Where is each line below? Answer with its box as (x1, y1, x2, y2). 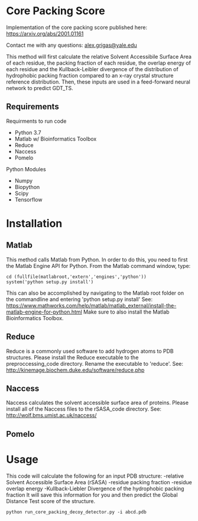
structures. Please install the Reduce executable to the (6, 354, 139, 361)
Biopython (14, 183, 40, 190)
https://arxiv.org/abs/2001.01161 (6, 30, 84, 37)
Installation (6, 216, 63, 230)
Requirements (6, 102, 59, 112)
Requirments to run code (6, 117, 67, 124)
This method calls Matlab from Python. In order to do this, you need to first (6, 256, 188, 263)
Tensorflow (14, 196, 43, 203)
